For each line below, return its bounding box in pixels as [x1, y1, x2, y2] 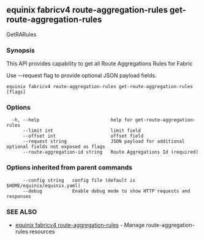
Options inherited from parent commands [6, 163, 133, 172]
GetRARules [6, 31, 37, 38]
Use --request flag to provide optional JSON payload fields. [6, 72, 157, 79]
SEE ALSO [6, 208, 37, 216]
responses [6, 193, 32, 200]
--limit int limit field [22, 128, 141, 134]
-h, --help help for [12, 117, 133, 123]
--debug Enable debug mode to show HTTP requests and [22, 188, 191, 194]
